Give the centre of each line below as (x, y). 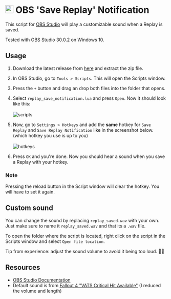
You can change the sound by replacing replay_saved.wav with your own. (82, 220)
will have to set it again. (30, 192)
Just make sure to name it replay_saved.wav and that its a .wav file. (76, 226)
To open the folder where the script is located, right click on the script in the (85, 236)
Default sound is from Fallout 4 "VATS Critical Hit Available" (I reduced (87, 285)
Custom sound (29, 208)
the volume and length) (37, 291)
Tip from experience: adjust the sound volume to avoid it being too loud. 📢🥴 (85, 251)
